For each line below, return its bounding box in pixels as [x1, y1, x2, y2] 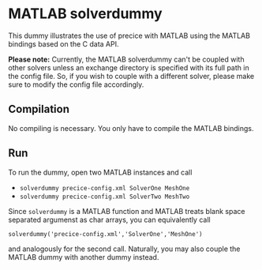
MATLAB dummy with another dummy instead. [8, 252, 159, 261]
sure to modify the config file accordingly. [8, 80, 144, 89]
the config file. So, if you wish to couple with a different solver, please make [8, 71, 255, 81]
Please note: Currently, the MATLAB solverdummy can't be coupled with [8, 54, 245, 64]
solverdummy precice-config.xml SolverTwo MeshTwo [19, 193, 190, 201]
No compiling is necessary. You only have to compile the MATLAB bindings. [8, 123, 254, 133]
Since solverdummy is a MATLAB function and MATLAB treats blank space [8, 206, 245, 216]
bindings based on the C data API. [8, 39, 120, 48]
